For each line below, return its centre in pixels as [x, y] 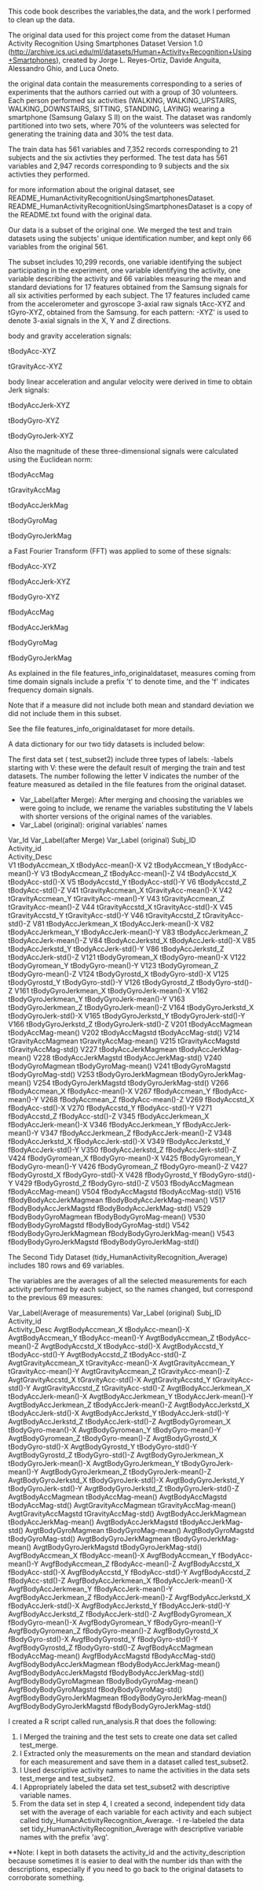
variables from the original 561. [58, 247]
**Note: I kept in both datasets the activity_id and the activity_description [127, 1852]
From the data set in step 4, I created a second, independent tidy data [132, 1804]
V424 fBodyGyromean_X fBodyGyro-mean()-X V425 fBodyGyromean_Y [124, 1158]
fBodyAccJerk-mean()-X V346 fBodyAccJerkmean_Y [95, 1125]
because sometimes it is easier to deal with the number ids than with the [125, 1861]
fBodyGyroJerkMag [40, 658]
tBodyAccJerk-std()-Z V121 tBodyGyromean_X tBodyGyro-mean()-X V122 [127, 957]
